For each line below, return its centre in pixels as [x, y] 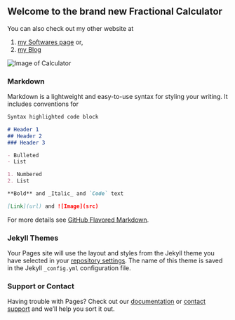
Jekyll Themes [33, 238]
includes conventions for [43, 104]
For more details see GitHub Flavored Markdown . [78, 220]
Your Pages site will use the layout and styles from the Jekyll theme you [111, 253]
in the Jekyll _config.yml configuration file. [69, 268]
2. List [19, 181]
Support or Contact [41, 286]
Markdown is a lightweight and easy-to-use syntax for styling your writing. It [117, 97]
